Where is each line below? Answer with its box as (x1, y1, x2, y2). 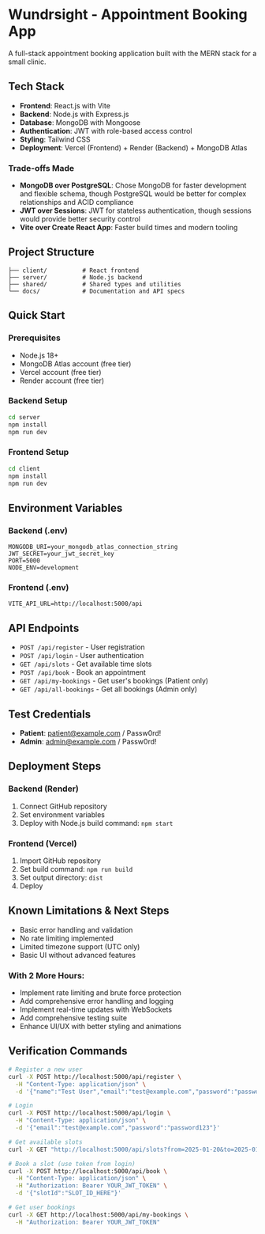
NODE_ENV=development (8, 564, 80, 572)
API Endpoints (8, 621, 80, 634)
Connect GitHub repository (19, 801, 108, 811)
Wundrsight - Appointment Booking (8, 6, 248, 24)
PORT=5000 (8, 557, 41, 565)
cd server (8, 413, 41, 421)
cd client (8, 464, 41, 472)
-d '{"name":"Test (15, 1088, 77, 1096)
